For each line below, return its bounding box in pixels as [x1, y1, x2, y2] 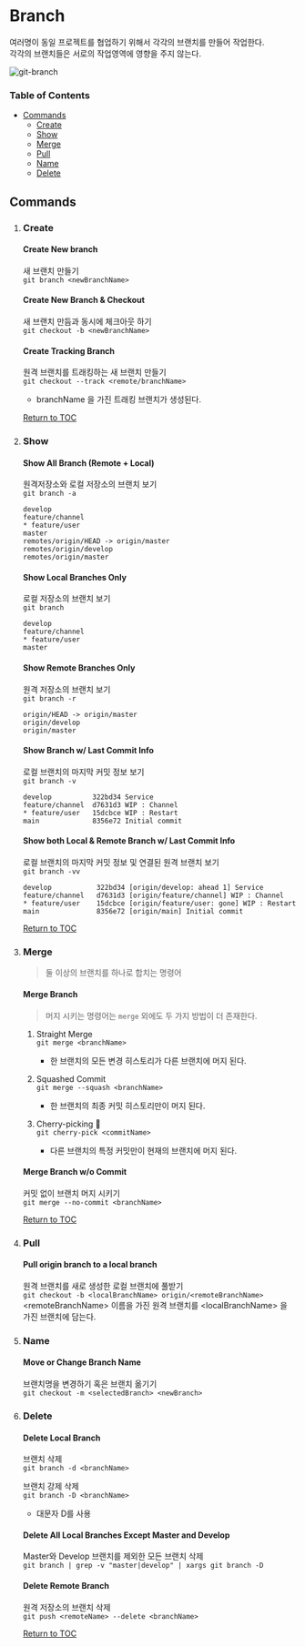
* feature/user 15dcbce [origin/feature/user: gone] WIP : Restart [22, 899, 297, 908]
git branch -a [22, 489, 76, 499]
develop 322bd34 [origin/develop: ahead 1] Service [22, 884, 264, 893]
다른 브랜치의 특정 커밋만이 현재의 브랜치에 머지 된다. [49, 1145, 238, 1156]
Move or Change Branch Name [22, 1357, 141, 1368]
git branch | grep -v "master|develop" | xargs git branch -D [22, 1561, 264, 1571]
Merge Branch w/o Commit [22, 1167, 127, 1177]
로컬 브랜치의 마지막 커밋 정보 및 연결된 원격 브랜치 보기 [22, 857, 220, 868]
